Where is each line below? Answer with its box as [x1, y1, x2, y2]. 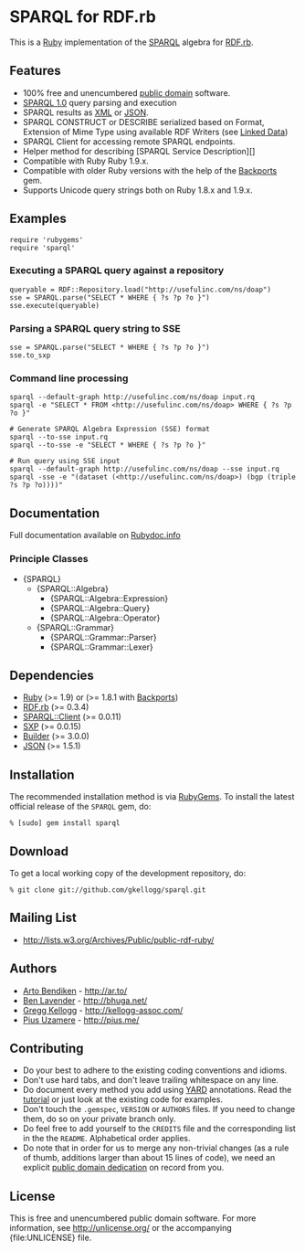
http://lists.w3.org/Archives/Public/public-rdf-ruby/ [22, 934, 215, 945]
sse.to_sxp [9, 351, 51, 360]
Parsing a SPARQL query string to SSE [9, 322, 181, 334]
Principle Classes [9, 553, 89, 566]
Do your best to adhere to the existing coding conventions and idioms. [22, 1065, 288, 1076]
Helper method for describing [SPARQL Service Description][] [22, 145, 256, 156]
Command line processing [9, 372, 129, 385]
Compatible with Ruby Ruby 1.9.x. [22, 155, 149, 166]
